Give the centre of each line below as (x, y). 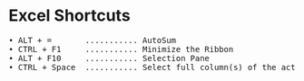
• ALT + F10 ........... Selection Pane (109, 58)
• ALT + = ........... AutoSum (93, 40)
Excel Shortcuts (69, 16)
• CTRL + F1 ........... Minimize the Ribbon (121, 49)
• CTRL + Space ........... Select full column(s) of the (143, 67)
